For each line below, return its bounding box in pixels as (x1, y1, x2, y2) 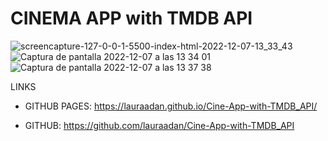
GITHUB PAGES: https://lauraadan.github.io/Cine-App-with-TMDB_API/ (24, 100, 318, 112)
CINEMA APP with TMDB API (10, 7, 253, 30)
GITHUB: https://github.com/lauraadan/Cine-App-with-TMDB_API (24, 119, 295, 131)
